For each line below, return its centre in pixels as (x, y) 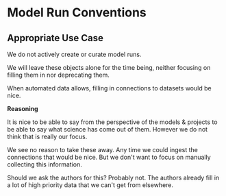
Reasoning (23, 109)
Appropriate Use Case (55, 38)
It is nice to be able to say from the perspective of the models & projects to (112, 122)
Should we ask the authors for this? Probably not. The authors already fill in (113, 177)
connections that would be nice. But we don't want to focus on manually (109, 157)
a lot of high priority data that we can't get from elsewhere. (90, 185)
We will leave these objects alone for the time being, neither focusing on (109, 68)
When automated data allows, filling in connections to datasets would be (109, 88)
